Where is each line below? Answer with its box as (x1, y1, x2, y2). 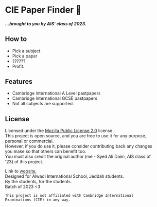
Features (5, 77, 33, 86)
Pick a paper (12, 53, 38, 59)
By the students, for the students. (5, 179, 72, 185)
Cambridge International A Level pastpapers (12, 90, 101, 96)
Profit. (12, 63, 25, 69)
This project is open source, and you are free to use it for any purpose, (5, 133, 147, 139)
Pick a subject (12, 48, 40, 54)
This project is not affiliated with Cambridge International (5, 193, 134, 198)
